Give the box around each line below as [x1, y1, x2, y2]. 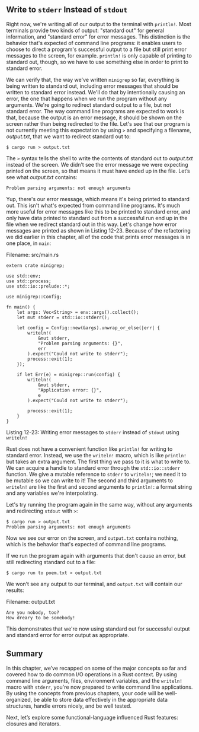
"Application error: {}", [37, 387, 102, 393]
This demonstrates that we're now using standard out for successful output [6, 625, 190, 632]
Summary [6, 649, 43, 659]
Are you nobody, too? [6, 609, 60, 616]
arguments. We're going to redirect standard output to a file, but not [6, 101, 172, 109]
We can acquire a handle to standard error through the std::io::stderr [6, 464, 181, 471]
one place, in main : [6, 240, 52, 247]
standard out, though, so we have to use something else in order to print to [6, 58, 188, 65]
